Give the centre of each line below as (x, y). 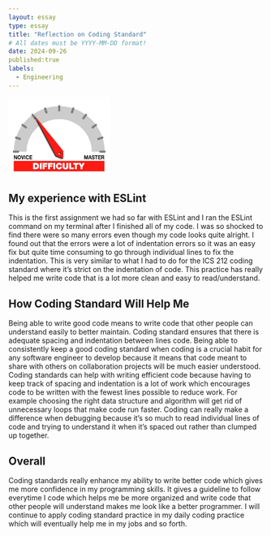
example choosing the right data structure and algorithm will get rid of (125, 401)
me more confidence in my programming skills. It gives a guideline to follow (135, 489)
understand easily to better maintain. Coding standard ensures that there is (134, 332)
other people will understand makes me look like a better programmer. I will (134, 506)
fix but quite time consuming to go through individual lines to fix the (121, 253)
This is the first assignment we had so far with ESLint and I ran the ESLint (131, 218)
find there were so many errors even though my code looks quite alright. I (131, 235)
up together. (29, 435)
